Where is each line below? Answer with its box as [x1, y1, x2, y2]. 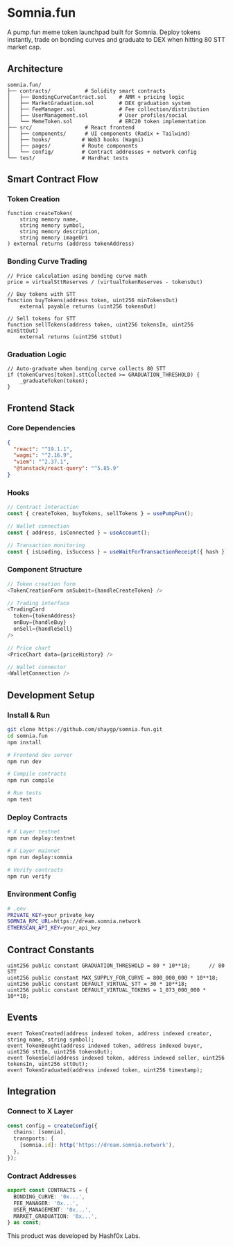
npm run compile [7, 777, 54, 784]
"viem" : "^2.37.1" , [13, 458, 70, 466]
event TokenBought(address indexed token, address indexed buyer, [7, 1042, 203, 1049]
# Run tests [7, 790, 42, 797]
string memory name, [19, 216, 79, 223]
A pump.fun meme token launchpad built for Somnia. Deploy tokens [7, 28, 201, 36]
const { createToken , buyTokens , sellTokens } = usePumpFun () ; [7, 510, 194, 517]
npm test [7, 796, 33, 803]
